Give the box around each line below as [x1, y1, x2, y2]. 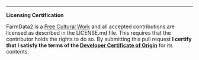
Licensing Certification [6, 12, 64, 18]
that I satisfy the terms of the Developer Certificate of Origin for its [6, 42, 173, 49]
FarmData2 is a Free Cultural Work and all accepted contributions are [6, 23, 175, 30]
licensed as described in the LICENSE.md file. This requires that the [6, 29, 171, 36]
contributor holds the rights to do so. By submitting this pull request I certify [6, 36, 192, 42]
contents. [6, 48, 30, 55]
